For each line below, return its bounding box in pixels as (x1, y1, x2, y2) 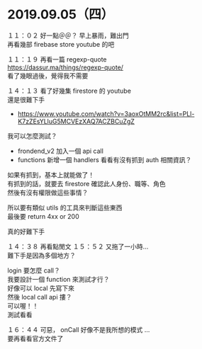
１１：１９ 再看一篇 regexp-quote (7, 55, 108, 64)
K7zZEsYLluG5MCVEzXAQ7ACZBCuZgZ (17, 117, 135, 125)
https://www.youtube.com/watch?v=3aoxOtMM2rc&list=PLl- (17, 109, 195, 118)
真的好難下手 (7, 227, 45, 236)
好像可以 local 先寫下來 (7, 284, 75, 292)
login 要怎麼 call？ (7, 266, 60, 275)
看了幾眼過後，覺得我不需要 (7, 71, 89, 80)
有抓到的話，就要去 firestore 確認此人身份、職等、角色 (7, 179, 167, 188)
